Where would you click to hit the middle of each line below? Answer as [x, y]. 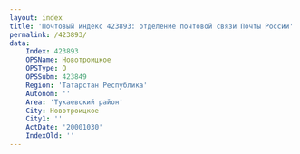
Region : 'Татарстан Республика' [87, 85]
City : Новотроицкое [63, 111]
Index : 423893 [52, 52]
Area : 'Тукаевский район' [75, 102]
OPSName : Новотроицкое [68, 60]
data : [19, 43]
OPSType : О [46, 69]
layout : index [36, 18]
